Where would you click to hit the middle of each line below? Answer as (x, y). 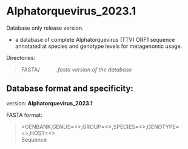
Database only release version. (45, 28)
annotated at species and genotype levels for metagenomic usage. (99, 46)
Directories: (21, 58)
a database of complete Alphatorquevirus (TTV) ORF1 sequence (95, 39)
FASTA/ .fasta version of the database (76, 69)
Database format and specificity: (70, 89)
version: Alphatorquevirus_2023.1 (49, 103)
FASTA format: (24, 115)
